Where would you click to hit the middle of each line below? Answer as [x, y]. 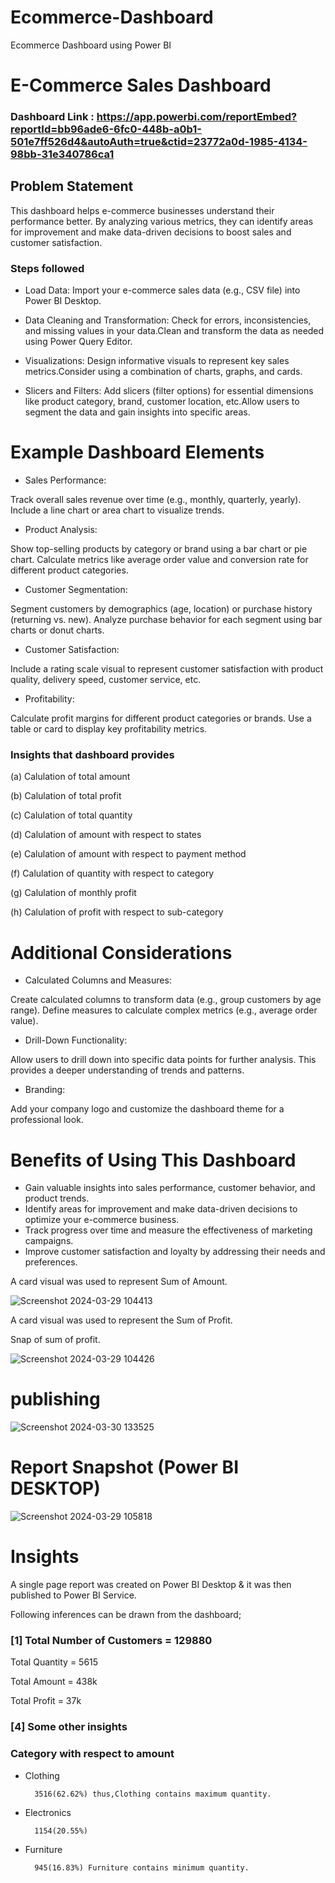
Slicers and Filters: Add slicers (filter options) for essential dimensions [169, 391]
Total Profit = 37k [46, 1701]
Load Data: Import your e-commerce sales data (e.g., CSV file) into [162, 290]
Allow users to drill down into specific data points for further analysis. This [163, 1060]
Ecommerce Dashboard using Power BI [91, 45]
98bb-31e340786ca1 [62, 154]
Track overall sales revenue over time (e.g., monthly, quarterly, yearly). [156, 500]
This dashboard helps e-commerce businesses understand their [142, 210]
